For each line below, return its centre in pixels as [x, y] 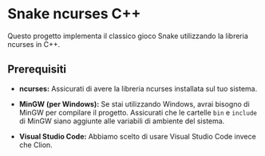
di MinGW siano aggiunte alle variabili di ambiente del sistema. [122, 121]
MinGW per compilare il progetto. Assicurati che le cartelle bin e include [138, 112]
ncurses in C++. [34, 44]
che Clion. [36, 145]
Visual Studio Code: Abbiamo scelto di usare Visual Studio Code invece [137, 136]
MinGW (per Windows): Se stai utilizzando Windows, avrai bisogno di [134, 103]
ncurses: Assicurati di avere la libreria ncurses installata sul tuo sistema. [138, 88]
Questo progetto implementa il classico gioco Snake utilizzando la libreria [128, 36]
